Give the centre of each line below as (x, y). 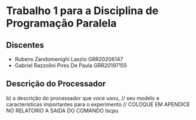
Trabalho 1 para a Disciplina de (82, 11)
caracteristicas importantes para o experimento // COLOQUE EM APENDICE (98, 104)
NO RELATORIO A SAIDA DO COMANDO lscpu (62, 111)
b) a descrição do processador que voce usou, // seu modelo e (83, 98)
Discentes (25, 45)
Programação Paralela (61, 23)
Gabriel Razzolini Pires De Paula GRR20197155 (71, 65)
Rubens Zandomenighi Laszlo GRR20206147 (69, 59)
